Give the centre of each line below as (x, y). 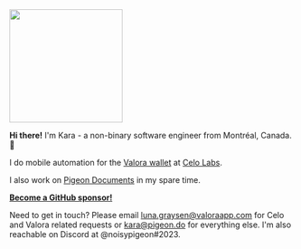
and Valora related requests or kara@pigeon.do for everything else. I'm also (150, 225)
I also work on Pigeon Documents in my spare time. (105, 180)
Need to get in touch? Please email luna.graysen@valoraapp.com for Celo (147, 215)
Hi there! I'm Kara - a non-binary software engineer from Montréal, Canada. (150, 135)
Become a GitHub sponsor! (61, 197)
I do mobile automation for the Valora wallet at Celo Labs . (116, 163)
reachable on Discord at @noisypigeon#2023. (95, 234)
